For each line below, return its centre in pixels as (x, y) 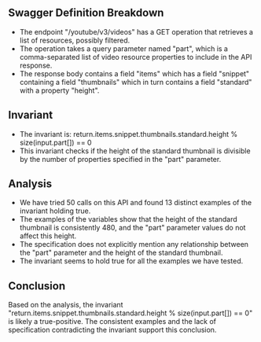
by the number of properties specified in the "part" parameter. (120, 159)
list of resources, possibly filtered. (75, 40)
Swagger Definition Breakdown (86, 13)
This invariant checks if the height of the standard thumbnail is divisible (135, 151)
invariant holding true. (55, 211)
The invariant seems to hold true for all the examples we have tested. (131, 261)
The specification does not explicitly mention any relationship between (134, 245)
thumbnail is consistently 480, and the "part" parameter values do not (132, 228)
